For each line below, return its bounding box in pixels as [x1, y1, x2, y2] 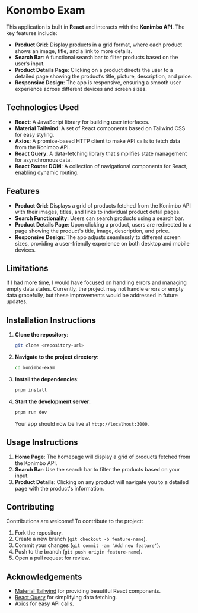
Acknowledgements [6, 571, 82, 581]
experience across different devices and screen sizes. [14, 85, 147, 92]
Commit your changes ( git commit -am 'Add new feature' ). [14, 542, 161, 549]
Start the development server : [14, 398, 91, 405]
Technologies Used [6, 102, 79, 113]
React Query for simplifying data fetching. [14, 594, 117, 601]
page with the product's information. [14, 485, 104, 492]
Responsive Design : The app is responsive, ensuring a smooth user [14, 78, 181, 86]
